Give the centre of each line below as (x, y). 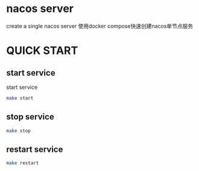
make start (20, 98)
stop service (30, 117)
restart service (35, 149)
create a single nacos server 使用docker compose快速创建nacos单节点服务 (100, 26)
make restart (23, 163)
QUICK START (42, 51)
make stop (19, 131)
